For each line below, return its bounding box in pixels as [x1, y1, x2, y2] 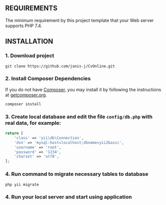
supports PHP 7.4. [5, 23, 42, 29]
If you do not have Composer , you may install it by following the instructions [5, 86, 161, 92]
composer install [5, 101, 41, 107]
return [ [5, 131, 23, 136]
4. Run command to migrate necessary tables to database [5, 170, 148, 177]
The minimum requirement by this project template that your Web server [5, 17, 154, 23]
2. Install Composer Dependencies [5, 75, 91, 82]
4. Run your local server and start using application [5, 193, 132, 200]
